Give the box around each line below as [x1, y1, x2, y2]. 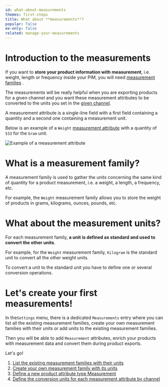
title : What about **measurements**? [5, 17, 84, 22]
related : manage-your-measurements [5, 31, 80, 36]
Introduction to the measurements [5, 52, 151, 64]
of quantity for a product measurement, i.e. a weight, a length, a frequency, [5, 179, 160, 185]
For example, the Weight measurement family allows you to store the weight [5, 195, 161, 201]
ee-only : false [5, 26, 37, 31]
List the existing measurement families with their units [12, 360, 124, 366]
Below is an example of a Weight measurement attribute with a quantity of [5, 125, 157, 131]
